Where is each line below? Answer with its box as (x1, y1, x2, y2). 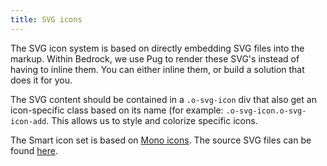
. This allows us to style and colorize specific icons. (46, 114, 258, 126)
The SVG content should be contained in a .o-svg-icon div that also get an (10, 93, 317, 105)
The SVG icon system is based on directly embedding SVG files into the (10, 42, 305, 54)
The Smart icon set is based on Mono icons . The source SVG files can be (10, 134, 312, 146)
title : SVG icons (10, 14, 83, 25)
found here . (10, 144, 58, 156)
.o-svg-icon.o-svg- (225, 106, 307, 116)
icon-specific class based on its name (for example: (10, 104, 224, 116)
